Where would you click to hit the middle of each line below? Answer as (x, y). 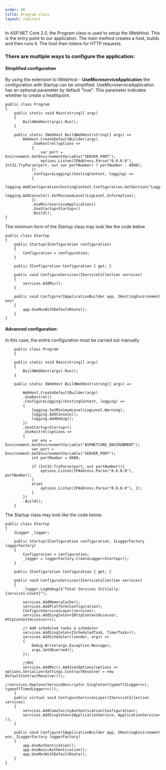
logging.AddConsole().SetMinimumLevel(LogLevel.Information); (70, 196)
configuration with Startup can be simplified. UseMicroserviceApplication (80, 84)
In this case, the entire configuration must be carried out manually (72, 340)
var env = (41, 440)
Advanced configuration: (32, 329)
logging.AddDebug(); (53, 419)
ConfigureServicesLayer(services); (60, 611)
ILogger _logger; (32, 532)
